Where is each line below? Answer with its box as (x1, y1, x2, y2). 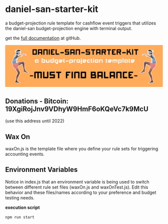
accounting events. (5, 151, 45, 157)
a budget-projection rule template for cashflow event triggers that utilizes (5, 20, 156, 26)
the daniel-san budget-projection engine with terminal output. (5, 25, 132, 31)
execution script (5, 204, 40, 210)
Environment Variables (5, 165, 78, 174)
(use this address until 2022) (5, 118, 64, 124)
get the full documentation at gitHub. (5, 35, 81, 41)
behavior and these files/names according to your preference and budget (5, 189, 156, 195)
